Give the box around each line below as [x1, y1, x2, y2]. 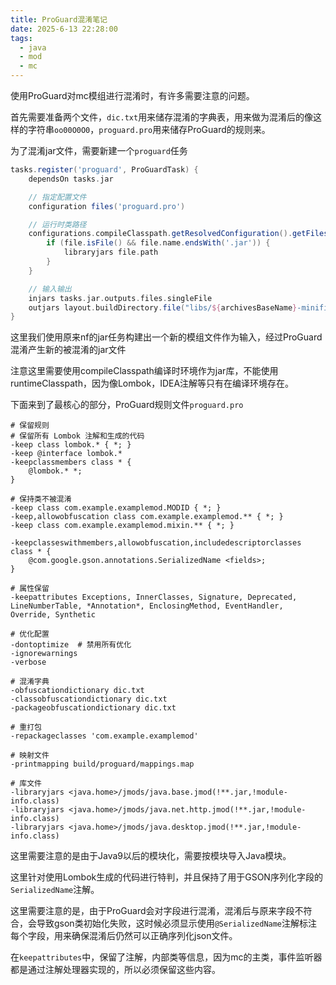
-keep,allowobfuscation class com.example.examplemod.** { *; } [10, 512, 284, 522]
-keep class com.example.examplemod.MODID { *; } [10, 503, 222, 513]
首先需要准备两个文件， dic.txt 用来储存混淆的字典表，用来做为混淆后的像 [10, 111, 314, 123]
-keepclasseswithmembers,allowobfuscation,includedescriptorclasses [10, 538, 302, 548]
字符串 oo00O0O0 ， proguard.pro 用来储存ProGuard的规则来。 [27, 124, 271, 135]
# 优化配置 [10, 629, 50, 640]
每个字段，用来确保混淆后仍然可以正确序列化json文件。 [10, 930, 238, 942]
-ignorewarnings [10, 649, 78, 659]
